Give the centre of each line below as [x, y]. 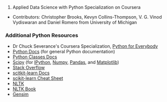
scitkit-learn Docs [31, 73]
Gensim [20, 94]
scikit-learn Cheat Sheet [38, 78]
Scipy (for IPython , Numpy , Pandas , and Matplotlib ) [66, 62]
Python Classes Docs [35, 57]
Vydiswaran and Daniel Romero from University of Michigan [75, 22]
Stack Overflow [29, 68]
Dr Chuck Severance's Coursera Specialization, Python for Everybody [85, 46]
